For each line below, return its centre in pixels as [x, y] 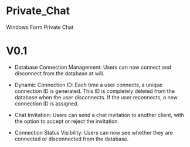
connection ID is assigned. [47, 103]
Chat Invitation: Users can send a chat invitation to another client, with [99, 115]
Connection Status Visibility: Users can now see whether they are [94, 132]
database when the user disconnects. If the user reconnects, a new [96, 97]
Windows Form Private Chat [40, 27]
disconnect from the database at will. [59, 73]
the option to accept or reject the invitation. [67, 121]
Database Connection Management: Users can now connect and [93, 67]
